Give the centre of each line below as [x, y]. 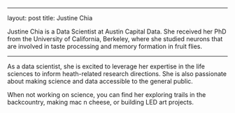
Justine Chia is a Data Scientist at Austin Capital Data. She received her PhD [117, 31]
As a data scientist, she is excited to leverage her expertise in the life [106, 66]
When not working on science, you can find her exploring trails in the [107, 95]
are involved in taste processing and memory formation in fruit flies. [105, 46]
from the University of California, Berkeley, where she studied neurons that [115, 39]
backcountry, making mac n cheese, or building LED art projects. [101, 102]
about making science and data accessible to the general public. [100, 81]
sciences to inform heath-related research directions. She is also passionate [117, 74]
